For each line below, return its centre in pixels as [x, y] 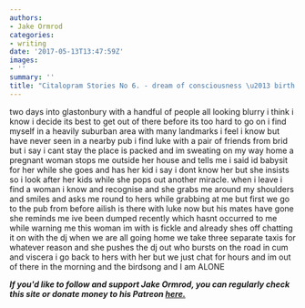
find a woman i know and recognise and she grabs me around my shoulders [152, 189]
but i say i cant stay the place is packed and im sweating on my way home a [152, 150]
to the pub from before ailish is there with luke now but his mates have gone [152, 208]
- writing [28, 43]
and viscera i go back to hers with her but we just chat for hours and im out [150, 257]
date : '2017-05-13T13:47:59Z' [67, 52]
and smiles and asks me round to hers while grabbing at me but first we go [149, 199]
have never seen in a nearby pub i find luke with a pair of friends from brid [149, 140]
